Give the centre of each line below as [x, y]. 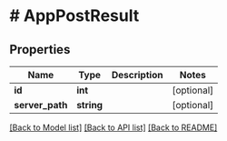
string [89, 105]
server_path [41, 105]
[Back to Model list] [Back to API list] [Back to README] [113, 127]
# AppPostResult [74, 16]
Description [137, 75]
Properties [40, 50]
